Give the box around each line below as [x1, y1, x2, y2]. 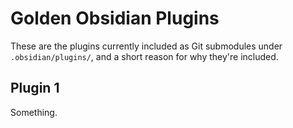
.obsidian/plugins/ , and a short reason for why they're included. [10, 50, 279, 62]
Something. [10, 106, 58, 118]
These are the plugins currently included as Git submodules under [10, 40, 283, 52]
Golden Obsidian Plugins [10, 7, 220, 30]
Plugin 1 [10, 80, 60, 97]
